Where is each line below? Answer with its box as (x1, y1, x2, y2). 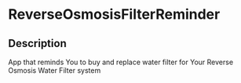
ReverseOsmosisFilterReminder (8, 5, 221, 23)
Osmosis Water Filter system (8, 66, 101, 75)
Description (8, 37, 67, 50)
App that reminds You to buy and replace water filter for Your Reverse (8, 57, 234, 67)
